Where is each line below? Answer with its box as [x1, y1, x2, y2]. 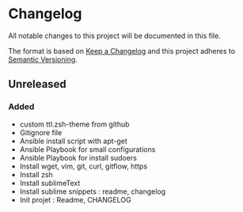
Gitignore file [19, 127, 63, 137]
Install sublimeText [19, 178, 81, 187]
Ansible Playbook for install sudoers [19, 153, 137, 162]
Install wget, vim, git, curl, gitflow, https [19, 161, 148, 171]
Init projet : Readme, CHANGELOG [19, 195, 132, 204]
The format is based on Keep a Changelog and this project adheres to [8, 46, 236, 55]
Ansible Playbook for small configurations [19, 144, 156, 154]
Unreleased [8, 78, 67, 91]
